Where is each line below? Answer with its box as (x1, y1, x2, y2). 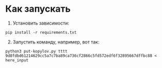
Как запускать (5, 3, 71, 15)
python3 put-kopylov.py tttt (5, 49, 68, 54)
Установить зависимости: (12, 20, 69, 26)
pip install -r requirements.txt (5, 30, 77, 35)
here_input (5, 57, 29, 63)
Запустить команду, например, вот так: (12, 39, 99, 45)
